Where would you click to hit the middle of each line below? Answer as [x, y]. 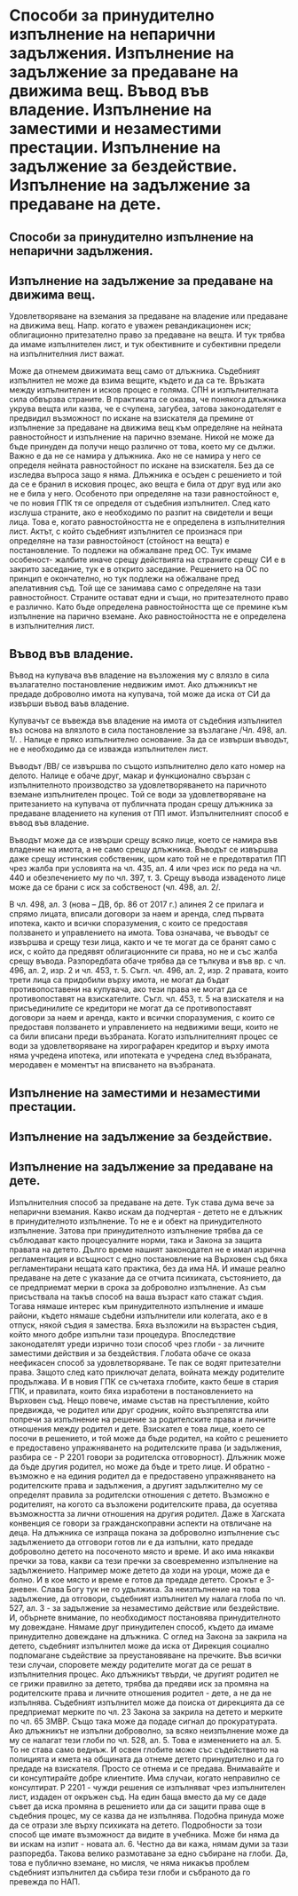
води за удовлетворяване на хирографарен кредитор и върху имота [139, 1046]
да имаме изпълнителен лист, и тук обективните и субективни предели [145, 345]
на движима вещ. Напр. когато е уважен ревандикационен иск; [130, 326]
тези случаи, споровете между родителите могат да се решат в [131, 1664]
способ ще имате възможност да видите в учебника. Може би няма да [144, 1834]
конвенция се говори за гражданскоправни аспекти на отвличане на [141, 1523]
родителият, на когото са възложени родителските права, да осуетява [143, 1504]
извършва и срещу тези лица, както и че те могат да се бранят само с [143, 942]
